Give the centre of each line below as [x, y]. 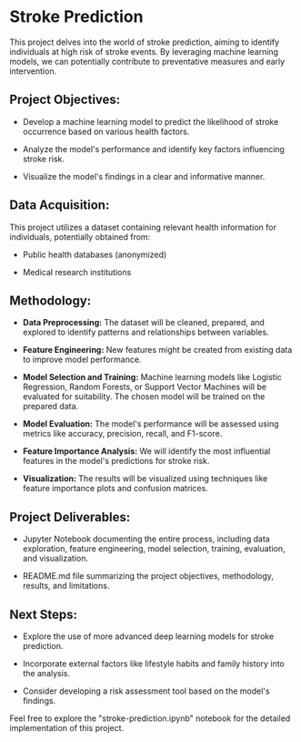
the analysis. [46, 673]
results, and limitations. [66, 586]
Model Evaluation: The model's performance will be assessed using [150, 424]
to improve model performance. [82, 360]
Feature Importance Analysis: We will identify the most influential [146, 451]
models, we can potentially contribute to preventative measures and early [147, 61]
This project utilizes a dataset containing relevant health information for [143, 227]
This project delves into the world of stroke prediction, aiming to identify [145, 42]
